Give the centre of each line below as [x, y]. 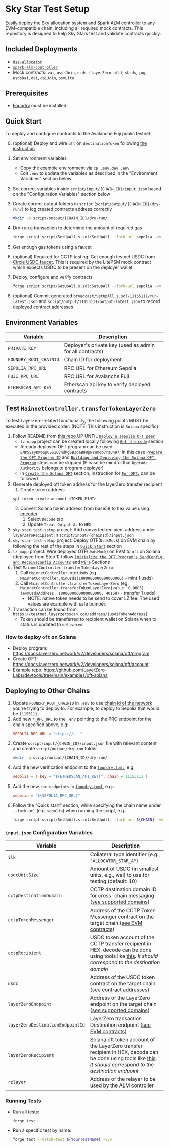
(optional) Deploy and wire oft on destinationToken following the [80, 143]
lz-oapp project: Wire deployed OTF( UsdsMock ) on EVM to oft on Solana [87, 551]
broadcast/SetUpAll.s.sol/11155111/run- [116, 296]
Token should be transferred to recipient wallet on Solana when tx [88, 619]
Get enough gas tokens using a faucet [52, 247]
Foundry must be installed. [40, 105]
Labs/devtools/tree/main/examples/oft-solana [60, 675]
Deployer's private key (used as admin [109, 345]
